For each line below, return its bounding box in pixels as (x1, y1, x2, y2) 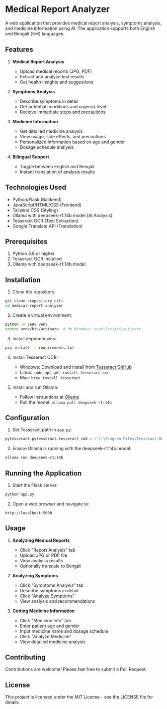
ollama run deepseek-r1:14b (5, 455, 64, 460)
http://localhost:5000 (5, 510, 52, 515)
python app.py (5, 491, 35, 497)
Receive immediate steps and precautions (19, 109, 106, 115)
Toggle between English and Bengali (19, 163, 94, 169)
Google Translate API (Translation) (12, 223, 83, 229)
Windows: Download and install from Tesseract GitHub (19, 364, 132, 370)
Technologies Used (5, 183, 66, 192)
